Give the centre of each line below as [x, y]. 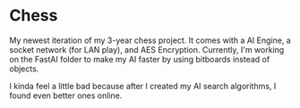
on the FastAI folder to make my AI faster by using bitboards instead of [140, 59]
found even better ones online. [66, 96]
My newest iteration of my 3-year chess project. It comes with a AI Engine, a [150, 40]
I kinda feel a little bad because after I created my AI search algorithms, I [143, 86]
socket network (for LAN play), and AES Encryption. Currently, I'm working [147, 49]
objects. [24, 69]
